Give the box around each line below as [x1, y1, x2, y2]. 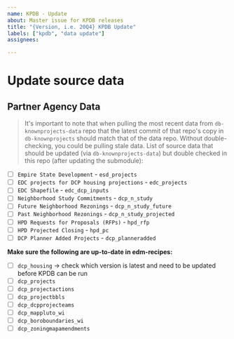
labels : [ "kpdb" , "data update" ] [7, 29, 105, 37]
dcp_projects [17, 278, 56, 285]
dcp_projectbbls [17, 293, 65, 300]
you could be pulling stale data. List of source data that [55, 142, 214, 150]
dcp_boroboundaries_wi [17, 317, 84, 325]
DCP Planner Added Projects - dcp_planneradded [17, 233, 156, 242]
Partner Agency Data [7, 100, 101, 112]
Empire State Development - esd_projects [17, 170, 137, 179]
